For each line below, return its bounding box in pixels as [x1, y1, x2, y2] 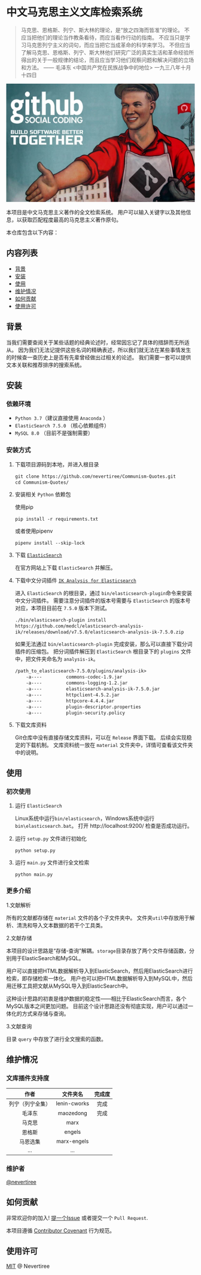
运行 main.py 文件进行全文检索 [14, 859, 90, 866]
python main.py [14, 872, 53, 878]
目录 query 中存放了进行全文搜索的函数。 [6, 1035, 106, 1042]
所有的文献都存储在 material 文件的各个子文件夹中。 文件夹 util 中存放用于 [6, 914, 190, 921]
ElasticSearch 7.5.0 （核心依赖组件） [14, 422, 109, 429]
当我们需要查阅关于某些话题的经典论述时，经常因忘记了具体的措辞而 [6, 339, 174, 346]
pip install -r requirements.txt [14, 516, 99, 522]
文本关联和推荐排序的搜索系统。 [6, 361, 85, 368]
